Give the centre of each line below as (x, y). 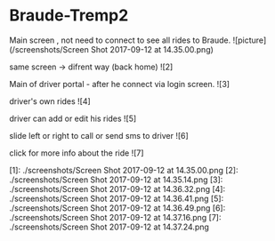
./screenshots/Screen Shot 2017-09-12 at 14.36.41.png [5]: (117, 198)
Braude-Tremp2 (69, 16)
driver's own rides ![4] (50, 101)
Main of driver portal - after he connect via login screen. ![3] (119, 84)
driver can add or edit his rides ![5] (73, 118)
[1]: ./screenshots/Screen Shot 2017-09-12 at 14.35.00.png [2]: (124, 170)
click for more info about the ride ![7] (77, 153)
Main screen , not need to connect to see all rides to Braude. (120, 40)
